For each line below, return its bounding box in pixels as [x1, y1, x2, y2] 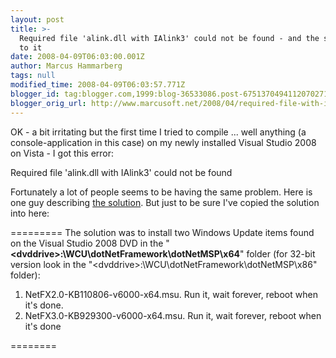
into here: [10, 207, 50, 219]
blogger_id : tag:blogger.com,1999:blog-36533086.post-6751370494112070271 [10, 89, 329, 99]
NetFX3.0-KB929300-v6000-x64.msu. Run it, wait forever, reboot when [24, 309, 322, 321]
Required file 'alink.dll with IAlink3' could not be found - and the [19, 33, 320, 43]
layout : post [10, 14, 65, 25]
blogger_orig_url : [10, 98, 87, 108]
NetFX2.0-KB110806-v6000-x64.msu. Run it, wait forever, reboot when [24, 288, 318, 300]
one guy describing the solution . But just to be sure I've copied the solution [10, 196, 320, 208]
